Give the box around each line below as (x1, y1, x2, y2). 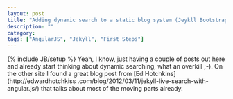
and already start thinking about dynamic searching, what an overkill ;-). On (7, 62, 223, 71)
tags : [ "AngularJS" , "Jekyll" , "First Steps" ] (7, 36, 144, 43)
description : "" (7, 23, 54, 30)
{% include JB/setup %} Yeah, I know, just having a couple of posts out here (7, 55, 225, 63)
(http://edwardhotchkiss (7, 77, 76, 85)
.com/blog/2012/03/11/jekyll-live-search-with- (77, 77, 209, 85)
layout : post (7, 10, 45, 17)
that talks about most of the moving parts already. (40, 84, 184, 93)
